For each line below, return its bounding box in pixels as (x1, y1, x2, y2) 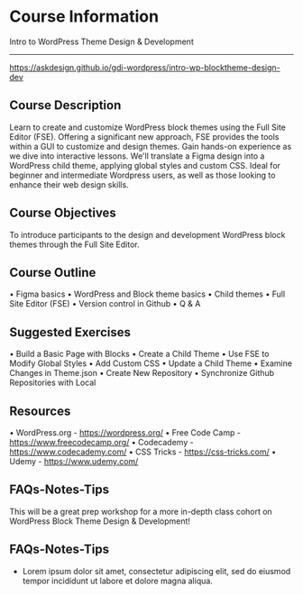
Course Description (9, 97, 122, 114)
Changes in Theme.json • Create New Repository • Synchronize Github (9, 368, 275, 379)
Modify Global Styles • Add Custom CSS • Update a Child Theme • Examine (9, 358, 293, 369)
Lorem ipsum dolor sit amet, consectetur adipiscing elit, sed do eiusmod (22, 565, 291, 576)
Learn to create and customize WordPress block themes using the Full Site (9, 122, 286, 133)
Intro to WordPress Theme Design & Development (9, 36, 194, 47)
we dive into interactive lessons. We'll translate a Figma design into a (9, 151, 265, 161)
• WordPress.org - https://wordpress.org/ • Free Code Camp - (9, 427, 242, 438)
